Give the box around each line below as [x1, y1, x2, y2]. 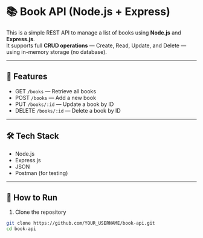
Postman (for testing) [14, 169, 68, 176]
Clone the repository [14, 208, 66, 216]
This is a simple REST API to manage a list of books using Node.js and [6, 28, 181, 36]
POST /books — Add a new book [14, 94, 97, 101]
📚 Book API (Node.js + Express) [6, 5, 170, 19]
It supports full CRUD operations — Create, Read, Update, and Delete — [6, 42, 187, 49]
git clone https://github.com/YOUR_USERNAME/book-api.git [6, 220, 155, 226]
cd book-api [6, 226, 36, 232]
